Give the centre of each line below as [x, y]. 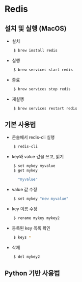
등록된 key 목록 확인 [31, 228]
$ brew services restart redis [45, 108]
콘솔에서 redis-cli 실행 [33, 137]
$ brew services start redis [43, 70]
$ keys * [22, 237]
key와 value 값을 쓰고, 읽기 [38, 157]
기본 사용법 [20, 125]
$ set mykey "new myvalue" [41, 198]
